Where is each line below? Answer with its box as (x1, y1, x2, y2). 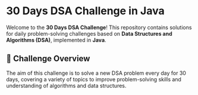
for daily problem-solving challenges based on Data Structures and (6, 30, 172, 37)
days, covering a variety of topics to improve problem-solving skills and (6, 75, 181, 83)
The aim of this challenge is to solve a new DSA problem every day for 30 (6, 69, 186, 77)
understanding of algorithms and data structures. (6, 82, 127, 89)
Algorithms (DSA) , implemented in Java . (6, 36, 106, 43)
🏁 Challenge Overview (6, 53, 90, 64)
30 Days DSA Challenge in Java (6, 4, 165, 18)
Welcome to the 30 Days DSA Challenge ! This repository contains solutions (6, 24, 192, 31)
